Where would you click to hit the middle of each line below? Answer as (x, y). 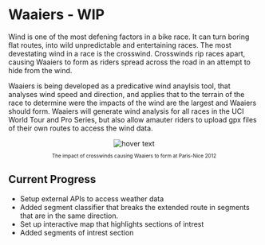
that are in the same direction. (69, 216)
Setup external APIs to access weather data (92, 198)
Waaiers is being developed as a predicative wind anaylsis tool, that (119, 86)
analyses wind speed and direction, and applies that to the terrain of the (127, 94)
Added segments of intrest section (77, 232)
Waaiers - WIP (57, 15)
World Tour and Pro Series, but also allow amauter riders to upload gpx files (132, 119)
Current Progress (52, 179)
